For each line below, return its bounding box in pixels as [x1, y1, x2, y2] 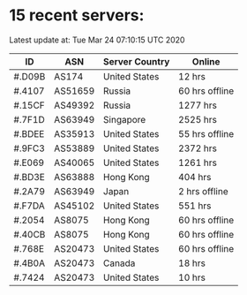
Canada [102, 257, 136, 269]
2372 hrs [177, 142, 218, 155]
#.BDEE [13, 127, 45, 140]
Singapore [102, 113, 146, 125]
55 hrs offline [177, 127, 235, 140]
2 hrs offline [177, 185, 229, 197]
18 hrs [177, 257, 206, 269]
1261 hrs [177, 156, 218, 169]
